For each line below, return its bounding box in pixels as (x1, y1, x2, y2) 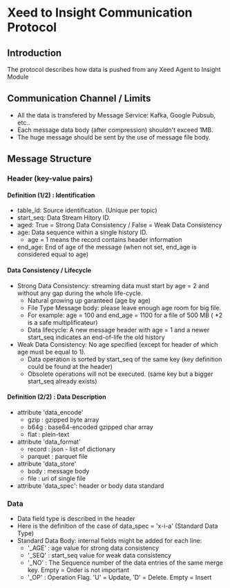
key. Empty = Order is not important (27, 566, 130, 574)
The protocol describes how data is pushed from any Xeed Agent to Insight (7, 66, 221, 73)
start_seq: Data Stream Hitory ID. (17, 214, 111, 222)
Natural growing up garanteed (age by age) (27, 296, 151, 305)
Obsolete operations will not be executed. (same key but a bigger (27, 370, 213, 378)
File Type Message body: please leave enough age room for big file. (27, 303, 222, 312)
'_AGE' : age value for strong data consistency (27, 544, 160, 552)
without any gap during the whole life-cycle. (17, 289, 143, 297)
